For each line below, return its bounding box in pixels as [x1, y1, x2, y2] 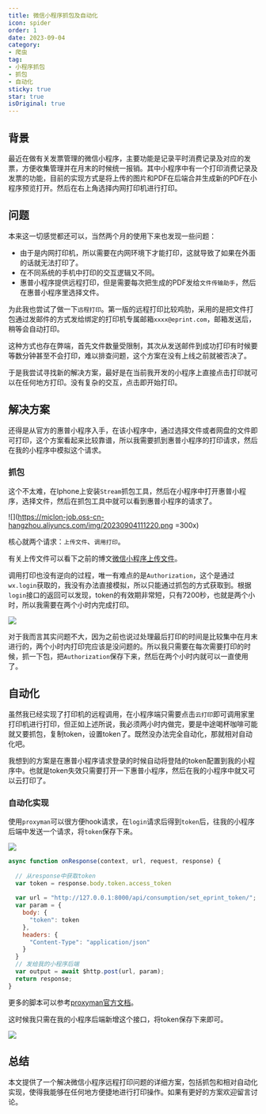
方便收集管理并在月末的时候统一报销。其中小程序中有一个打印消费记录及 [21, 163, 258, 172]
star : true [8, 93, 44, 100]
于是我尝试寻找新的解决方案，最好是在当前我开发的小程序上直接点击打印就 [8, 367, 251, 377]
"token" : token [28, 915, 80, 924]
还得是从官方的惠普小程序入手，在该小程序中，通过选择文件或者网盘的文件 [8, 425, 251, 435]
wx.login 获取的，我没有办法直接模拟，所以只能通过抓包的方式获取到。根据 [8, 580, 252, 589]
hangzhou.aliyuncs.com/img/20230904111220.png [8, 520, 173, 530]
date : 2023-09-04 [8, 33, 66, 42]
